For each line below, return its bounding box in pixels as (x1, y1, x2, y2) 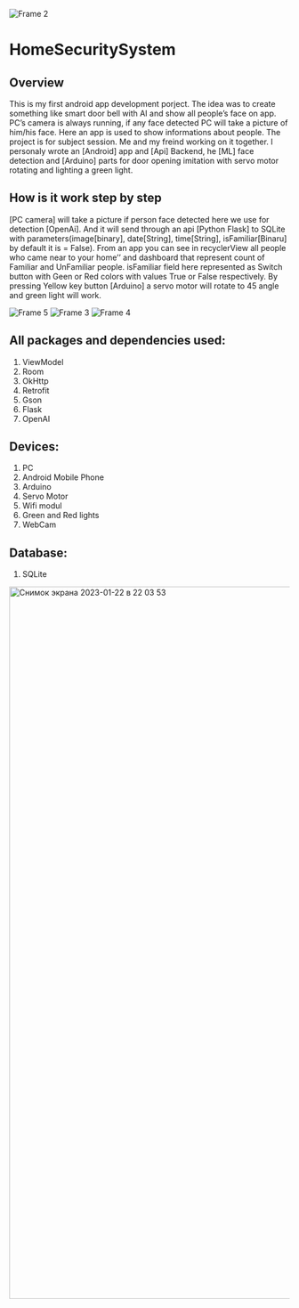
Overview (9, 75, 65, 90)
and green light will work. (9, 289, 102, 300)
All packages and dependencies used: (9, 333, 226, 348)
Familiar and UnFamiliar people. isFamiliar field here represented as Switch (9, 261, 283, 272)
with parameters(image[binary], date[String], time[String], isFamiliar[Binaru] (9, 232, 287, 244)
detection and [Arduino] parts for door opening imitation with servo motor (9, 156, 279, 166)
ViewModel (21, 356, 64, 367)
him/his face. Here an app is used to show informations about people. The (9, 127, 281, 137)
